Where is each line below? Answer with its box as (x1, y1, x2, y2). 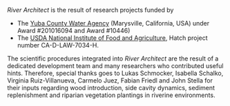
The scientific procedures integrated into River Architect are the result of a (7, 54, 219, 63)
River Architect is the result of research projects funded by (7, 6, 174, 14)
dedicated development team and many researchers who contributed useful (7, 62, 224, 70)
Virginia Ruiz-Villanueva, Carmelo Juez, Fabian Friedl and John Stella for (7, 76, 213, 85)
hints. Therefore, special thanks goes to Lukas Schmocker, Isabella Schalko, (7, 69, 224, 77)
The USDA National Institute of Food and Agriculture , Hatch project (17, 34, 209, 42)
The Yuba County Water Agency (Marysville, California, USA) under (17, 19, 209, 27)
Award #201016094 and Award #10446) (17, 27, 131, 34)
